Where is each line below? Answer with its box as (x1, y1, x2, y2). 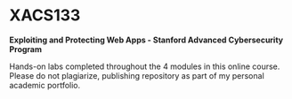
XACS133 (9, 5, 81, 26)
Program (9, 43, 43, 54)
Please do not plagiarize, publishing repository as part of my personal (9, 70, 264, 80)
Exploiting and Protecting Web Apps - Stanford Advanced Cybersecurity (9, 34, 284, 45)
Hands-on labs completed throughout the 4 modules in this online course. (9, 61, 280, 72)
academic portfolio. (9, 80, 81, 90)
